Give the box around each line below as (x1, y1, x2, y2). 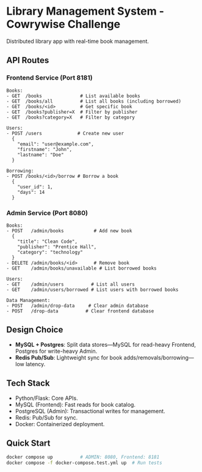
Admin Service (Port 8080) (6, 208, 88, 217)
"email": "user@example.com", (17, 141, 95, 147)
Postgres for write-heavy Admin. (15, 347, 98, 355)
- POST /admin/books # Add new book (6, 227, 132, 234)
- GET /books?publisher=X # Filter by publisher (6, 109, 138, 115)
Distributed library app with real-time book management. (6, 37, 150, 45)
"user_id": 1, (17, 183, 53, 190)
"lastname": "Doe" (17, 152, 64, 158)
